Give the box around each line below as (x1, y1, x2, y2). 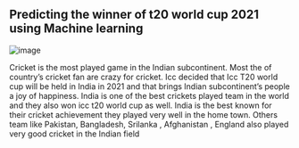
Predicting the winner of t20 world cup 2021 (9, 7, 259, 22)
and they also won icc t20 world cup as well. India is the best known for (9, 100, 272, 111)
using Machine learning (9, 21, 144, 37)
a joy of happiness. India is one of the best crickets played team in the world (9, 90, 290, 101)
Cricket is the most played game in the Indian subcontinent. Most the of (9, 62, 272, 72)
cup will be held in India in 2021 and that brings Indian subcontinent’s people (9, 80, 290, 92)
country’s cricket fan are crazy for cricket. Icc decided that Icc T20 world (9, 71, 278, 82)
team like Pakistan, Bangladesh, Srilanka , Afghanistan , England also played (9, 119, 289, 129)
